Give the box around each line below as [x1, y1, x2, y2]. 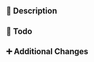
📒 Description [6, 6, 57, 16]
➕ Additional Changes [6, 46, 89, 57]
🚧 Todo [6, 26, 33, 36]
